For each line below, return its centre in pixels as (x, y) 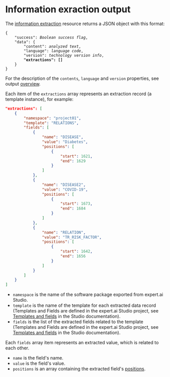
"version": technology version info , (64, 55)
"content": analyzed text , (52, 46)
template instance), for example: (39, 99)
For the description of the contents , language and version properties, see (82, 78)
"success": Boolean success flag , (51, 37)
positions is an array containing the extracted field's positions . (79, 369)
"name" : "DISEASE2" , (64, 185)
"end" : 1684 (73, 208)
